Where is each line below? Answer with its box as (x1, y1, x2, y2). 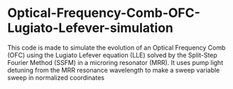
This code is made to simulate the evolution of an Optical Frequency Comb (7, 43, 226, 52)
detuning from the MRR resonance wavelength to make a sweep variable (7, 66, 220, 74)
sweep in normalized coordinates (7, 73, 105, 82)
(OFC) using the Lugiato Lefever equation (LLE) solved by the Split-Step (7, 51, 218, 59)
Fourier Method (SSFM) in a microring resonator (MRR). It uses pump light (7, 58, 224, 66)
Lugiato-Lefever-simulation (7, 20, 174, 36)
